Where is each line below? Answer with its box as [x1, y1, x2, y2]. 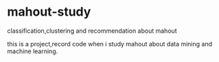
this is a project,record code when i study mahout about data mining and [7, 40, 213, 48]
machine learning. [7, 47, 58, 55]
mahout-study [7, 4, 91, 20]
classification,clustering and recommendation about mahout [7, 27, 177, 35]
